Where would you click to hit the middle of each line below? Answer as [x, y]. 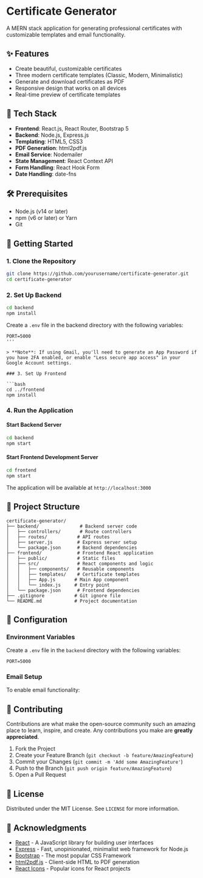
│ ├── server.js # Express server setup [72, 542]
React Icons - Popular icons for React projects [73, 868]
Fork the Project [35, 749]
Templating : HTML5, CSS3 [49, 141]
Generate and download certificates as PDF [70, 81]
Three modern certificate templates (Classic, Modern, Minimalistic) [99, 75]
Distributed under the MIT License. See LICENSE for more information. [93, 809]
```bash [16, 384]
